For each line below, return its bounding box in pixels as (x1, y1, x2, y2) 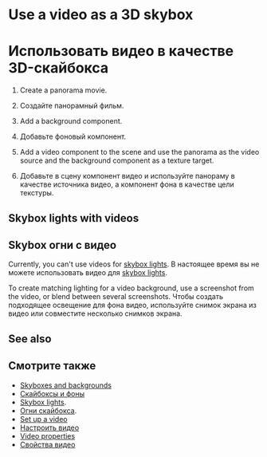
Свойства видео (19, 439, 76, 449)
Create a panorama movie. (19, 85, 108, 95)
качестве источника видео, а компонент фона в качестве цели (19, 179, 235, 189)
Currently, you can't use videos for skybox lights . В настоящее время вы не (8, 259, 260, 269)
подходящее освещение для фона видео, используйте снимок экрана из (8, 301, 257, 310)
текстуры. (19, 188, 54, 198)
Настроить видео (19, 423, 80, 432)
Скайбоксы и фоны (19, 388, 85, 398)
